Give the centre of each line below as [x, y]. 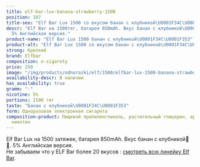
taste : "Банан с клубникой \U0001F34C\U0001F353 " [68, 105]
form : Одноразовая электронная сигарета [57, 111]
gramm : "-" [20, 89]
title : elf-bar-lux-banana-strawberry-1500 [61, 12]
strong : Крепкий [26, 51]
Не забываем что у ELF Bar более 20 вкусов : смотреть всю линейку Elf [98, 152]
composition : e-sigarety [37, 61]
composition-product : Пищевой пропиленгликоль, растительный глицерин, [97, 116]
